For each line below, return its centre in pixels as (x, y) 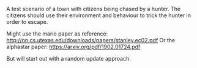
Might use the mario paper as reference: (57, 34)
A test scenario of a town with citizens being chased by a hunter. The (94, 9)
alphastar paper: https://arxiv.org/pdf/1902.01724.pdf (73, 47)
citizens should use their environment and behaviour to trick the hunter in (99, 15)
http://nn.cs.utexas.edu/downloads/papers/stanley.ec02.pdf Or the (91, 40)
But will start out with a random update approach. (69, 59)
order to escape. (27, 22)
